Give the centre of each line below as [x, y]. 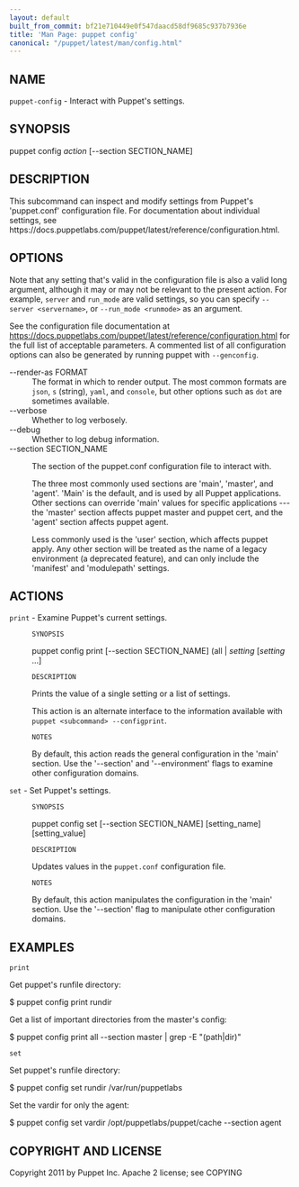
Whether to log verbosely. [80, 420]
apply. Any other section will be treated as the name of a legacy [149, 548]
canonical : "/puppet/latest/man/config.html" [96, 43]
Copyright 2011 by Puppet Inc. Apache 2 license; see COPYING [126, 1173]
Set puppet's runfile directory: [65, 1070]
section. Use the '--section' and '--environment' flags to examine [153, 764]
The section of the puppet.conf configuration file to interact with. [152, 466]
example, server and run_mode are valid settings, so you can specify [135, 299]
